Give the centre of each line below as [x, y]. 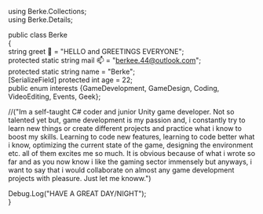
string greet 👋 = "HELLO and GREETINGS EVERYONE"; [96, 51]
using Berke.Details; [40, 20]
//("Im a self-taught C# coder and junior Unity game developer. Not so [121, 112]
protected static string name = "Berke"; [72, 71]
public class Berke [38, 35]
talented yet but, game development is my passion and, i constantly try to [127, 120]
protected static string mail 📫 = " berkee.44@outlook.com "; [105, 60]
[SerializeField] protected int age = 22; [71, 80]
